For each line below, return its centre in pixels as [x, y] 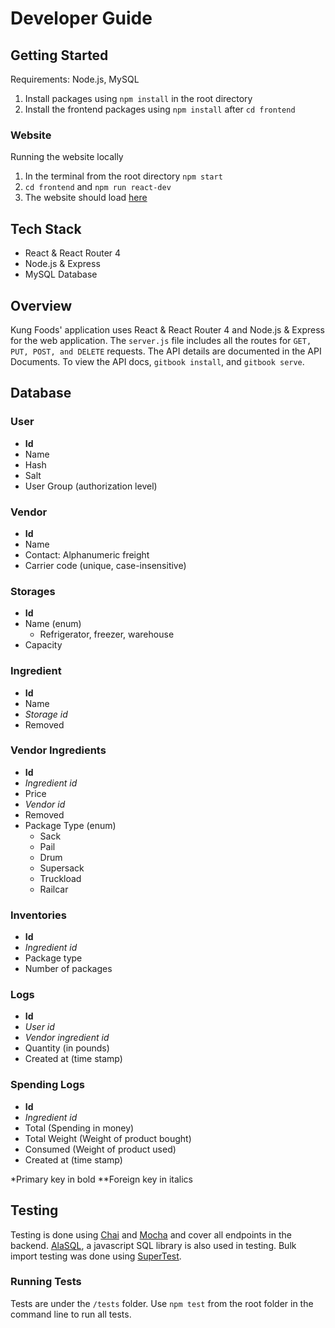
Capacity [43, 645]
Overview [41, 305]
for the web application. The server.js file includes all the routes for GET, [161, 340]
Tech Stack [46, 228]
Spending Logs [47, 1085]
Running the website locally [67, 157]
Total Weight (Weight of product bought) [108, 1138]
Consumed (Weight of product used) [100, 1149]
